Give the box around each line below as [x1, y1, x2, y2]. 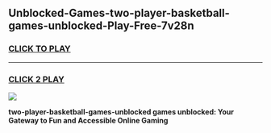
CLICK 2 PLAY [8, 73, 65, 85]
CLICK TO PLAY [8, 44, 71, 55]
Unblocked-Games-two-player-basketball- [8, 6, 230, 20]
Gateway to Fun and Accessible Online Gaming [8, 115, 169, 125]
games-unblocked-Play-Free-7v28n [8, 19, 195, 33]
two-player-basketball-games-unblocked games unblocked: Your [8, 106, 234, 116]
